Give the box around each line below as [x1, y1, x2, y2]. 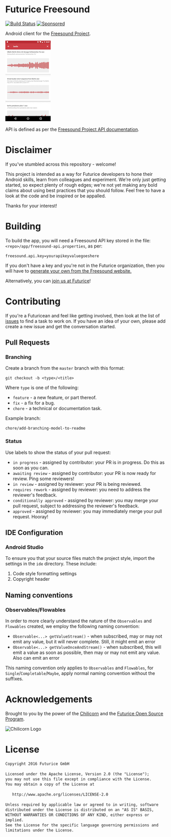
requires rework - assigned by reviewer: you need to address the [12, 486, 151, 492]
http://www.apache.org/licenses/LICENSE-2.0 [12, 791, 109, 797]
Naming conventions [5, 591, 73, 599]
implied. [5, 817, 24, 823]
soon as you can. [12, 464, 49, 471]
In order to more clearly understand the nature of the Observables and [5, 618, 152, 624]
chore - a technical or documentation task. [12, 405, 102, 412]
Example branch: [5, 415, 41, 421]
